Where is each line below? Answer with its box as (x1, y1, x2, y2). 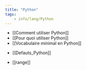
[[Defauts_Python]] (12, 50, 51, 56)
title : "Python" (5, 7, 38, 12)
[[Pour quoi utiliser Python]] (12, 35, 69, 41)
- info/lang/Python (14, 16, 54, 21)
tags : (5, 12, 16, 17)
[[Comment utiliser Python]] (12, 30, 69, 36)
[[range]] (12, 60, 31, 66)
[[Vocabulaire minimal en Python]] (12, 40, 82, 46)
